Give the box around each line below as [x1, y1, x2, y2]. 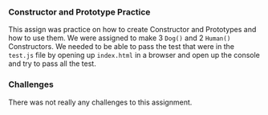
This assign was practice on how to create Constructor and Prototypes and [8, 25, 257, 35]
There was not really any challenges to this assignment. [8, 97, 193, 107]
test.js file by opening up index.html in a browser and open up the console [8, 51, 261, 60]
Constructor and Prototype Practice [8, 6, 151, 18]
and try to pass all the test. [8, 59, 96, 68]
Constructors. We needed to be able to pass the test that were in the [8, 42, 235, 51]
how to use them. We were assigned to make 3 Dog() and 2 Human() [8, 33, 231, 43]
